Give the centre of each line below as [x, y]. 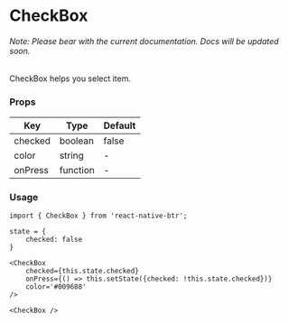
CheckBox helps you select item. [70, 78]
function [77, 170]
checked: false [54, 239]
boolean [77, 141]
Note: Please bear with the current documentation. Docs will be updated [144, 41]
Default [120, 125]
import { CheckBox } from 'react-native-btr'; [98, 216]
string [71, 155]
